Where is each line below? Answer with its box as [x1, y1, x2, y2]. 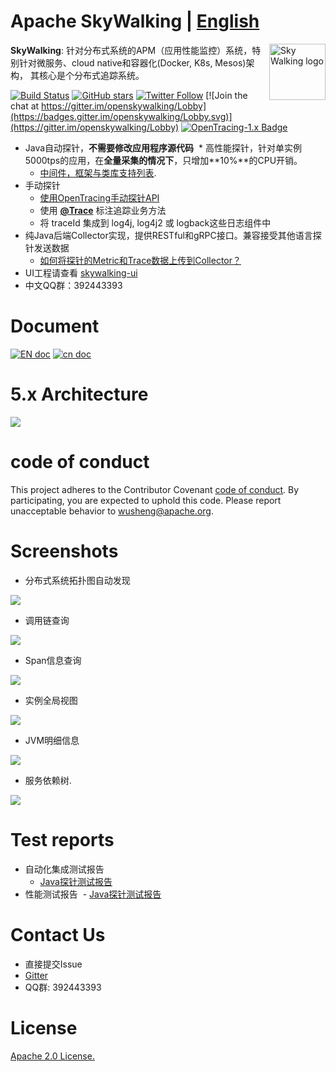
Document [10, 315, 100, 338]
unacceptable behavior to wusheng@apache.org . [10, 505, 214, 517]
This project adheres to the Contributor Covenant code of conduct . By [10, 483, 300, 495]
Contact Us [10, 923, 106, 946]
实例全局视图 [24, 694, 78, 706]
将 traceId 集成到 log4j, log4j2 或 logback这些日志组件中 [39, 216, 272, 229]
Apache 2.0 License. [10, 1050, 95, 1062]
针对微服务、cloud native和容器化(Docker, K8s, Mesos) [18, 56, 247, 69]
